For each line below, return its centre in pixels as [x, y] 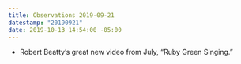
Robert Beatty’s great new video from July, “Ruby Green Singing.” [126, 52]
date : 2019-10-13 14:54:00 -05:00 [65, 30]
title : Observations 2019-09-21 [61, 15]
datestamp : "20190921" [45, 23]
